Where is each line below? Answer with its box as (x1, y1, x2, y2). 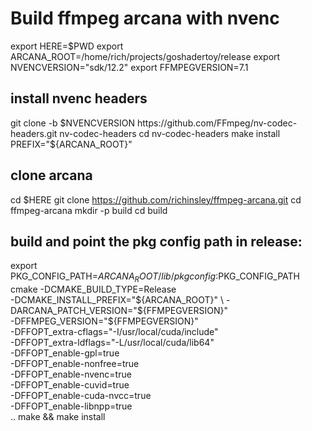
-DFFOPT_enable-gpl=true (10, 347, 120, 359)
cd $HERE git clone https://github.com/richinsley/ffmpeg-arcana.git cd (10, 193, 302, 206)
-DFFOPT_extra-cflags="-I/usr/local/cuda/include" (10, 326, 219, 338)
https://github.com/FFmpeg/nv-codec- (137, 117, 298, 129)
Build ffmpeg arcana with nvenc (10, 7, 280, 30)
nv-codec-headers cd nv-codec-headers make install (59, 127, 281, 139)
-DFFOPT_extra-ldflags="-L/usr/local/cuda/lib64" (10, 337, 215, 349)
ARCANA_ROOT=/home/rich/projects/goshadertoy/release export (10, 50, 281, 62)
